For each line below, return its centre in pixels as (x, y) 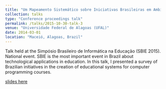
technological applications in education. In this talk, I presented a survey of (81, 61)
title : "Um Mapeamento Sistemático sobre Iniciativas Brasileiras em (78, 10)
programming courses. (28, 72)
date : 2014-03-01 (23, 32)
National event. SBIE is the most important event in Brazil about (69, 56)
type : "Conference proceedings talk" (44, 19)
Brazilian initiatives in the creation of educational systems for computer (77, 66)
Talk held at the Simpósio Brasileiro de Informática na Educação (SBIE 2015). (83, 51)
